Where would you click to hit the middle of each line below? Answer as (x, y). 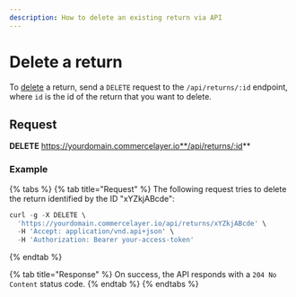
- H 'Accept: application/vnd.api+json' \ (96, 231)
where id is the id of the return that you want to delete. (111, 96)
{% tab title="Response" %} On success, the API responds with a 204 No (143, 275)
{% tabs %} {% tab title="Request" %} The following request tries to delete (148, 188)
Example (29, 170)
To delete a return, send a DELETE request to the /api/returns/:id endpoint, (149, 87)
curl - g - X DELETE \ (48, 215)
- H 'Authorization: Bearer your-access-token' (106, 240)
